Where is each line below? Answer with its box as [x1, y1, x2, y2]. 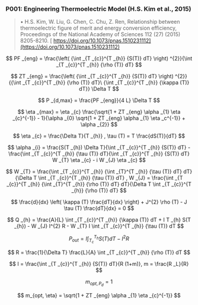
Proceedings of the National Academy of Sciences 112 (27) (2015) [20, 31, 181, 38]
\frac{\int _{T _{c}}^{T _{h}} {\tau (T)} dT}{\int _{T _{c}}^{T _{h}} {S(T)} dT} [8, 150, 190, 157]
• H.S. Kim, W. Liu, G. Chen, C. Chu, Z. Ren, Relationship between [20, 18, 180, 26]
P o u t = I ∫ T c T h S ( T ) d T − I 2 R [68, 234, 130, 244]
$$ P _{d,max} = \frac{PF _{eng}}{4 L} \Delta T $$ [37, 97, 161, 104]
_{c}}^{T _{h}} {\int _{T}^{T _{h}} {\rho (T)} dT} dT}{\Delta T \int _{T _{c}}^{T [6, 180, 192, 188]
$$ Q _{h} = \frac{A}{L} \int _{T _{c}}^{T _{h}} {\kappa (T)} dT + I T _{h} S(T [7, 216, 191, 224]
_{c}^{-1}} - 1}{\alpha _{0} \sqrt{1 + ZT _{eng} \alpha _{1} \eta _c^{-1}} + [12, 115, 186, 122]
